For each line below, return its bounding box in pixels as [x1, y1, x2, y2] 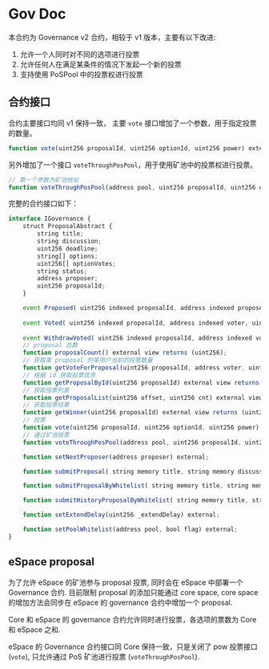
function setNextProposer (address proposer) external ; [22, 453, 210, 461]
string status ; [37, 267, 88, 275]
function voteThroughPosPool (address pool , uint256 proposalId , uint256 [8, 183, 256, 191]
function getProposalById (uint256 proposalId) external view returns [22, 378, 260, 386]
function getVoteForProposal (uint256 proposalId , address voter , [22, 364, 246, 372]
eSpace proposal [8, 555, 94, 569]
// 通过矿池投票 [22, 430, 70, 439]
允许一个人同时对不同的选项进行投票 [19, 49, 140, 59]
